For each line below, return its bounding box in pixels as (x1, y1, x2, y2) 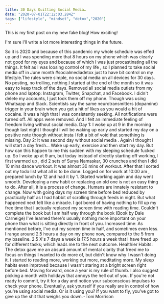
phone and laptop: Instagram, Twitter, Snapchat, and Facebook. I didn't (5, 90, 148, 96)
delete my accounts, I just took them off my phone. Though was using (5, 96, 146, 101)
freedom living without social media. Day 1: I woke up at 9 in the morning (5, 122, 152, 127)
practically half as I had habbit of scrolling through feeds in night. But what (5, 195, 156, 201)
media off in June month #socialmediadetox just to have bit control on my (5, 70, 153, 76)
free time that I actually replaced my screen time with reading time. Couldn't (5, 205, 158, 211)
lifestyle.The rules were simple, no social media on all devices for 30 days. (5, 75, 155, 81)
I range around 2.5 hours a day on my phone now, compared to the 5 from (5, 231, 154, 237)
